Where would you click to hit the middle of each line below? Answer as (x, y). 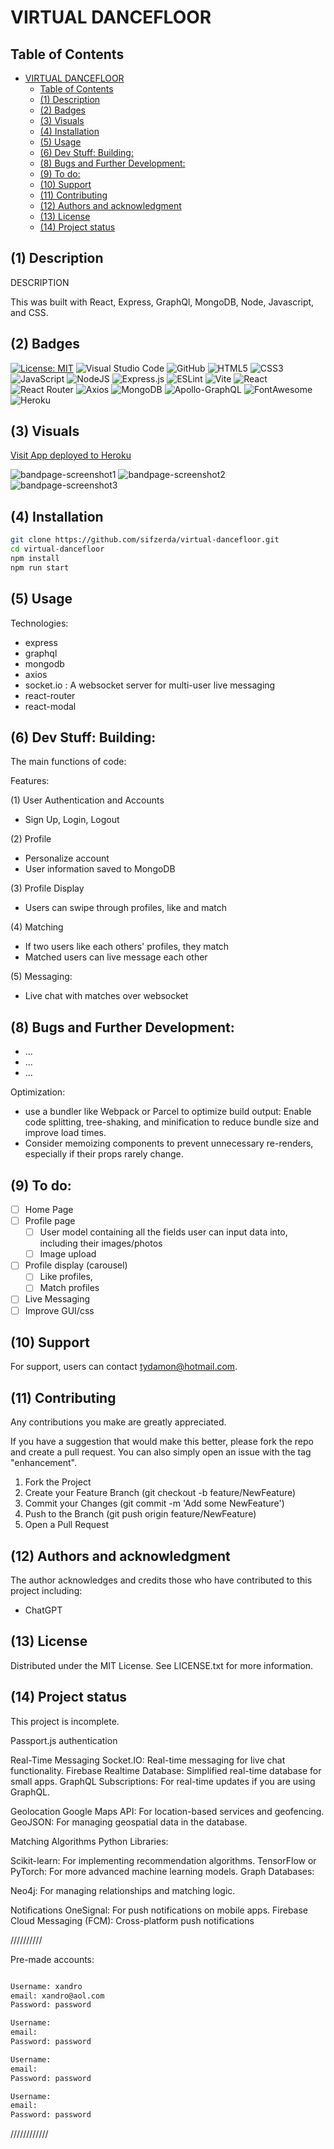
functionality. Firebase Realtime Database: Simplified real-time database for (166, 1770)
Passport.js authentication (64, 1740)
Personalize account (67, 858)
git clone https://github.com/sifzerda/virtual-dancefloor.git (145, 540)
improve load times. (65, 1133)
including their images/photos (101, 1243)
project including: (46, 1590)
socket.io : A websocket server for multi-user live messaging (150, 685)
